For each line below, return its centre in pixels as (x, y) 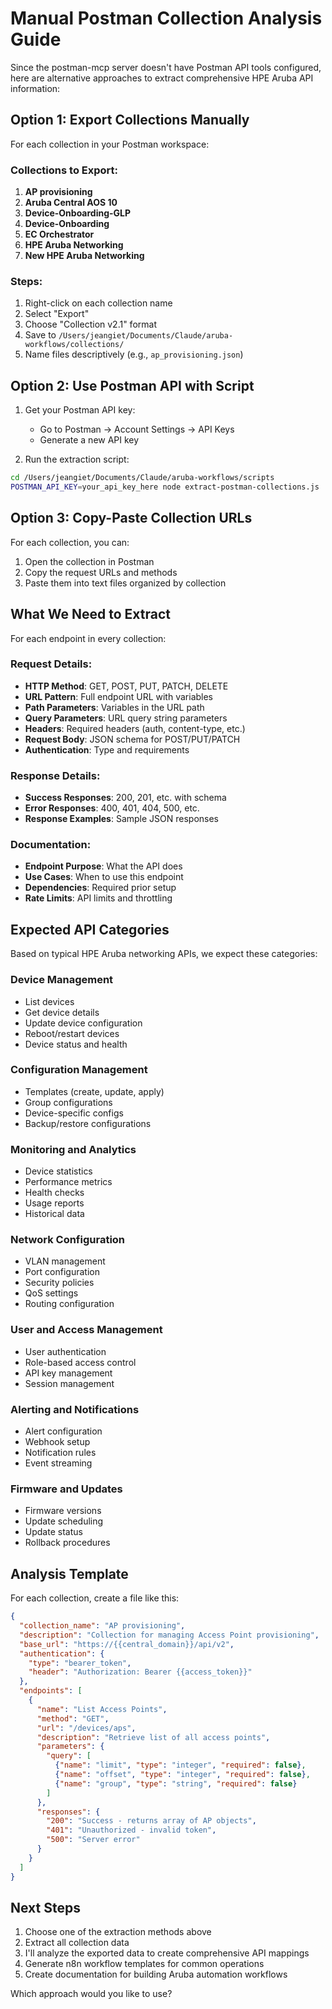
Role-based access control (80, 1362)
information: (35, 88)
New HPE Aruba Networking (84, 256)
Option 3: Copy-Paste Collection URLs (131, 518)
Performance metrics (68, 1182)
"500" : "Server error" (93, 1840)
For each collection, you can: (70, 542)
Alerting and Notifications (75, 1409)
